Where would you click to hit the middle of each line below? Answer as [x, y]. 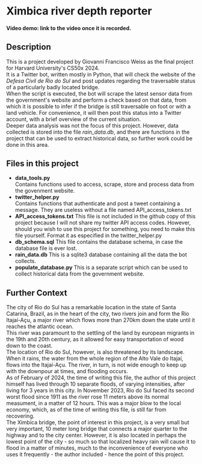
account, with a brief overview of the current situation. [74, 119]
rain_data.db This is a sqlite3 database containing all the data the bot [101, 255]
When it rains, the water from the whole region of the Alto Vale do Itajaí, [95, 359]
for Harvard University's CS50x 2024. [53, 68]
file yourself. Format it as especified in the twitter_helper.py [88, 235]
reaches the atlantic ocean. [40, 327]
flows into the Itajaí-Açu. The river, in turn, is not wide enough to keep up [96, 365]
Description [29, 47]
